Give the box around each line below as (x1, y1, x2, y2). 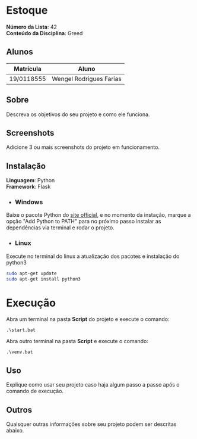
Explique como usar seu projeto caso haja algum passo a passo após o (6, 381, 180, 388)
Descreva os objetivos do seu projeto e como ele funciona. (6, 111, 150, 118)
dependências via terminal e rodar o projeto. (6, 224, 115, 231)
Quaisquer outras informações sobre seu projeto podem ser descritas (6, 421, 177, 428)
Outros (6, 404, 33, 415)
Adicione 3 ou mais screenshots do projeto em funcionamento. (6, 144, 160, 151)
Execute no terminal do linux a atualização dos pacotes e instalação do (6, 253, 180, 260)
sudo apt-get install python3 (6, 276, 81, 282)
